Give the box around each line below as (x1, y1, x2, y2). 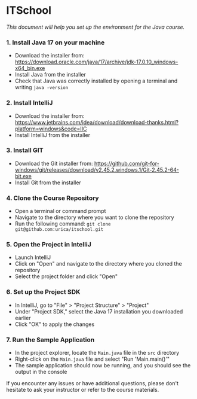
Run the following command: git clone (14, 220, 112, 227)
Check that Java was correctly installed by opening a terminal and (14, 77, 178, 84)
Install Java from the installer (14, 71, 87, 78)
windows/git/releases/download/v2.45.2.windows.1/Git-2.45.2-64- (14, 166, 179, 173)
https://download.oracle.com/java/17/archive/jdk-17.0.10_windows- (14, 58, 178, 66)
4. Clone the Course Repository (6, 194, 100, 202)
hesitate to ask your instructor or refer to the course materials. (6, 386, 159, 394)
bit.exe (14, 172, 32, 179)
